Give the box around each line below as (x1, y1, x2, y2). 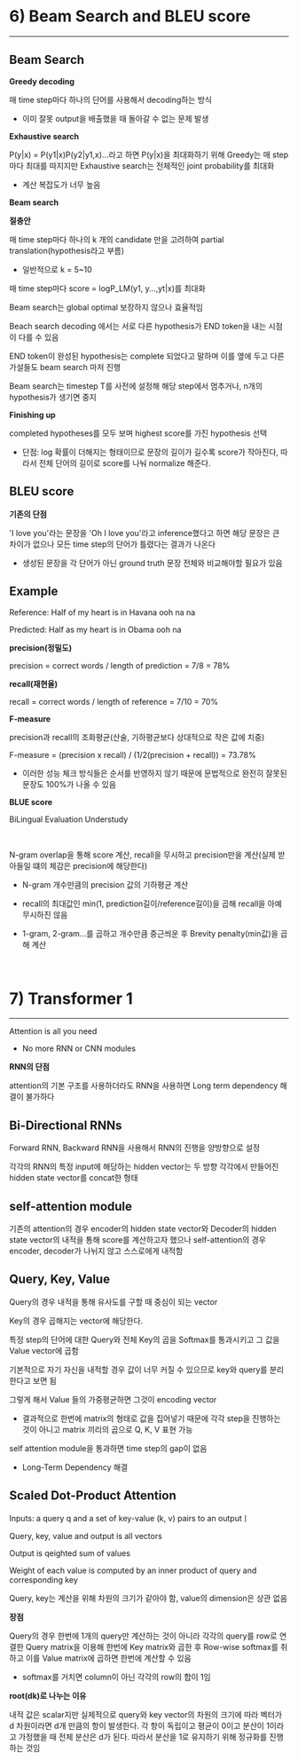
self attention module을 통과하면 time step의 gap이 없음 (9, 1442, 208, 1453)
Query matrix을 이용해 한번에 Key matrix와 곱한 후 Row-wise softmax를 (25, 1641, 279, 1652)
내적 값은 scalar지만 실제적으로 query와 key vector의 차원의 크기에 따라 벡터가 (9, 1709, 282, 1719)
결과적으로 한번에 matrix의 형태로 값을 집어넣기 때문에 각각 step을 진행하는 (21, 1413, 281, 1424)
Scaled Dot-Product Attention (9, 1489, 176, 1504)
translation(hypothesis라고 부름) (9, 245, 125, 256)
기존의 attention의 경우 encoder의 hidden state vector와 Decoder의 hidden (9, 1223, 277, 1234)
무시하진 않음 (21, 910, 68, 920)
